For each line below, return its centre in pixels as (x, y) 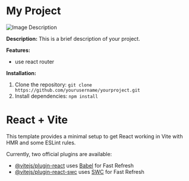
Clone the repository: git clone (53, 85)
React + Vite (37, 120)
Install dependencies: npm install (56, 96)
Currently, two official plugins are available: (59, 154)
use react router (34, 62)
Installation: (21, 73)
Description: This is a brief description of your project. (73, 38)
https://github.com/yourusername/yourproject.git (78, 90)
